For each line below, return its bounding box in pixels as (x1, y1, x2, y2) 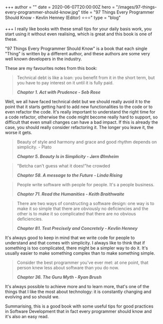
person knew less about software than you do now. (16, 265, 119, 271)
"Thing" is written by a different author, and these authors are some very (5, 51, 150, 56)
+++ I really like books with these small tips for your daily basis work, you (5, 26, 152, 32)
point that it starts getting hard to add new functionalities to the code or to (5, 104, 153, 110)
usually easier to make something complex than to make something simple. (5, 250, 155, 256)
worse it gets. (5, 130, 33, 135)
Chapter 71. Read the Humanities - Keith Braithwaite (16, 191, 125, 197)
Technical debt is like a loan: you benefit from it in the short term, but (16, 75, 155, 81)
